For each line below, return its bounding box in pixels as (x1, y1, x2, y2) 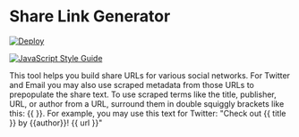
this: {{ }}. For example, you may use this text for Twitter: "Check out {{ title (9, 108, 286, 118)
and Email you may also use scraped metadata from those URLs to (9, 79, 255, 90)
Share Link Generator (9, 6, 171, 27)
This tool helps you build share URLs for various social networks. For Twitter (9, 69, 291, 81)
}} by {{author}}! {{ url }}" (9, 117, 103, 128)
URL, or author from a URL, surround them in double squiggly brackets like (9, 98, 285, 109)
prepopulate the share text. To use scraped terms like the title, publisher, (9, 89, 278, 100)
